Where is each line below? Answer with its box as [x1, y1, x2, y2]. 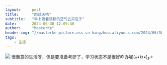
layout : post [5, 7, 41, 12]
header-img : [5, 30, 30, 35]
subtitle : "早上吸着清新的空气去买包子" [5, 16, 84, 21]
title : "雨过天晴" [5, 12, 51, 17]
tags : [5, 35, 16, 40]
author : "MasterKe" [5, 26, 55, 31]
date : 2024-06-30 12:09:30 [5, 21, 75, 26]
